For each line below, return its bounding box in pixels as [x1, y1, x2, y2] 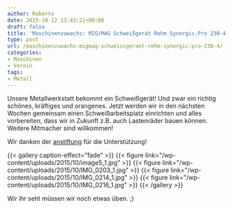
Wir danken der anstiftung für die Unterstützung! [7, 138, 147, 146]
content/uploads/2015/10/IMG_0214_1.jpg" [7, 173, 128, 182]
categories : [7, 50, 42, 57]
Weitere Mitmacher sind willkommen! [7, 124, 114, 133]
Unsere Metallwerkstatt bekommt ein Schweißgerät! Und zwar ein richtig [7, 94, 216, 103]
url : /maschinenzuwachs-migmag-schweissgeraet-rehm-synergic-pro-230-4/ [7, 43, 223, 50]
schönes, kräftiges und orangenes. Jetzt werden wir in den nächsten [7, 102, 205, 110]
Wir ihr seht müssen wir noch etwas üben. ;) [7, 194, 135, 203]
